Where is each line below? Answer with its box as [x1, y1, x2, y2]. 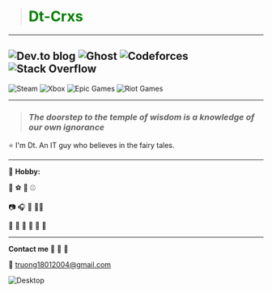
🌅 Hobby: [8, 167, 40, 176]
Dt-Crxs [28, 7, 83, 26]
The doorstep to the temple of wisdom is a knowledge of [28, 111, 255, 122]
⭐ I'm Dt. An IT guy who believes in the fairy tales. [8, 141, 175, 151]
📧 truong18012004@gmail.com [8, 260, 112, 270]
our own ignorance [28, 121, 105, 133]
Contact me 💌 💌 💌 [8, 244, 69, 254]
